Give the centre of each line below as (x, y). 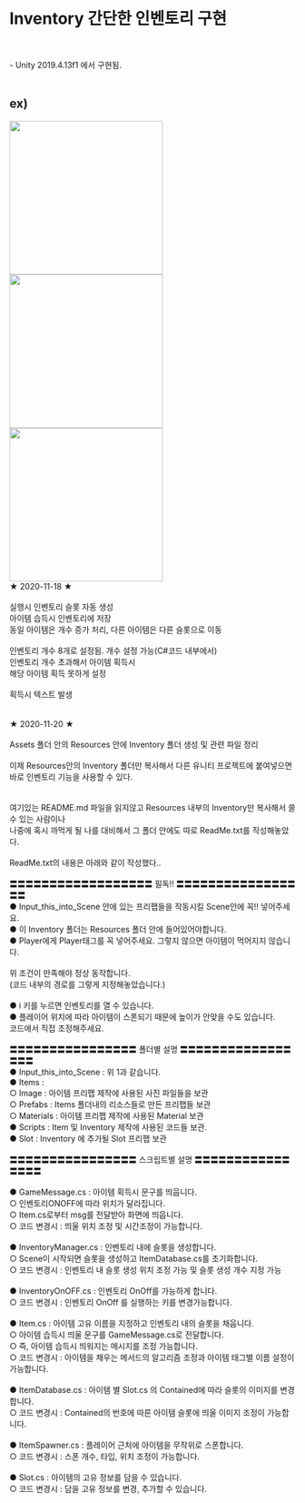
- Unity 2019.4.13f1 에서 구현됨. (66, 65)
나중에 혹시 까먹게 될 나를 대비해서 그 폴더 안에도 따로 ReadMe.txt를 (130, 830)
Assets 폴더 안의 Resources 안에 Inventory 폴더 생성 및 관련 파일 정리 (134, 744)
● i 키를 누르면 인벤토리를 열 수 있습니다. (82, 1005)
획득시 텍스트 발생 (41, 694)
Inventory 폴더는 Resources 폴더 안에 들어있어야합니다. (128, 929)
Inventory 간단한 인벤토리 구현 (118, 19)
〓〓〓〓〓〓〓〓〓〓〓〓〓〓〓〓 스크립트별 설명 (101, 1159)
